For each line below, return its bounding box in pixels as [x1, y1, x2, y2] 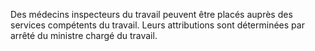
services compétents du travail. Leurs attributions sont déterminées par [10, 19, 305, 31]
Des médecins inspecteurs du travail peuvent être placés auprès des [10, 9, 293, 20]
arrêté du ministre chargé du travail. [10, 30, 158, 41]
